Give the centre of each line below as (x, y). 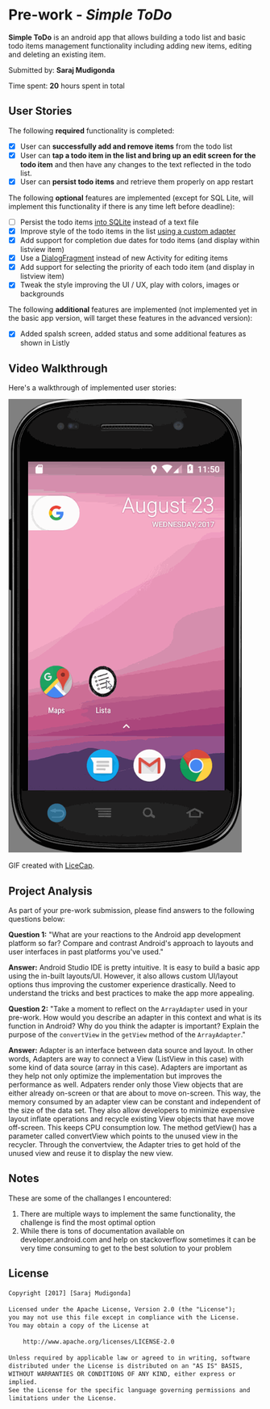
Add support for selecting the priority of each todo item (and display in (137, 267)
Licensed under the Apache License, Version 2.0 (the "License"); (122, 1309)
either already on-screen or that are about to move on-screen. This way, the (135, 1093)
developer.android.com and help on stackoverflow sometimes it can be (138, 1239)
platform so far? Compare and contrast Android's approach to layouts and (131, 943)
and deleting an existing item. (57, 54)
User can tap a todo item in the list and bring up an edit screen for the (138, 155)
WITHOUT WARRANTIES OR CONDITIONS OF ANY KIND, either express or (122, 1374)
